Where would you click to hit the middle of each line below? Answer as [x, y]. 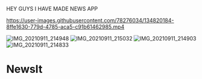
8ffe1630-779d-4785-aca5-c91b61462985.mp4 [65, 27]
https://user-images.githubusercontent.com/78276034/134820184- [90, 20]
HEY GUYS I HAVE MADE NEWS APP [52, 9]
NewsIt [24, 69]
